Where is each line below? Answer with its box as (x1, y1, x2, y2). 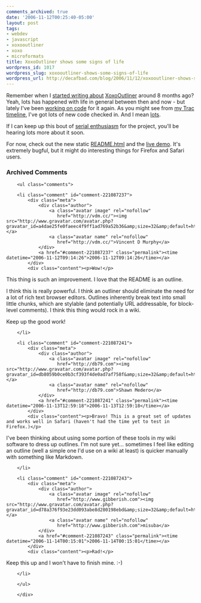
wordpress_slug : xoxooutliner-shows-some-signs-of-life (6, 70, 148, 76)
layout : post (6, 20, 39, 26)
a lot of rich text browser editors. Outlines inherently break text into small (6, 294, 186, 301)
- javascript (6, 36, 39, 42)
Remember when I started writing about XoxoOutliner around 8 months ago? (6, 92, 194, 99)
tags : (6, 25, 20, 32)
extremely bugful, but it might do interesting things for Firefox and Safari (6, 147, 184, 154)
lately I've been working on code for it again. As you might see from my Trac (6, 105, 194, 112)
